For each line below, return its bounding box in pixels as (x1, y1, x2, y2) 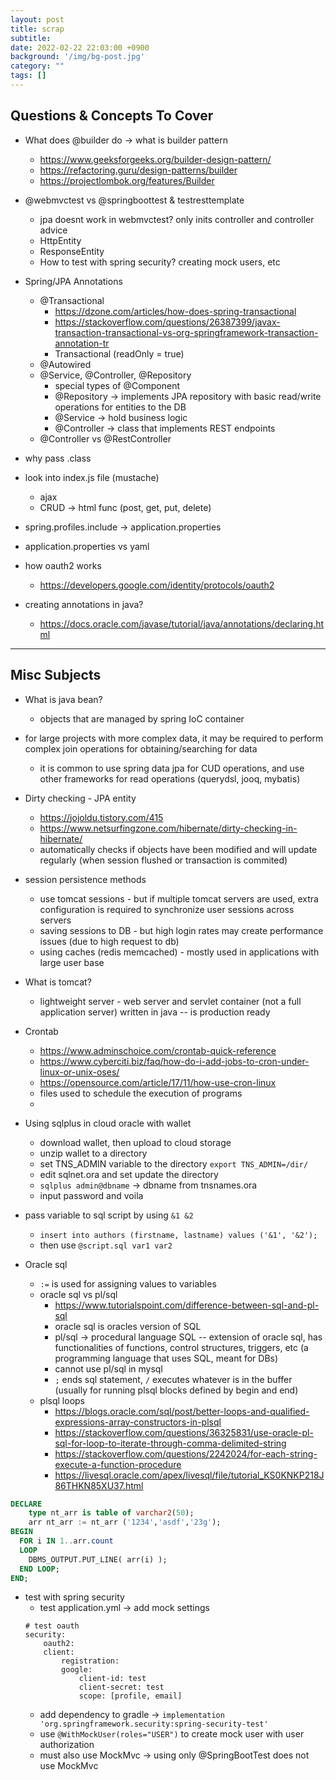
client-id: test (78, 1674, 147, 1684)
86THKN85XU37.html (54, 1479, 144, 1491)
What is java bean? (24, 693, 103, 705)
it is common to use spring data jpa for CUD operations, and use (39, 762, 305, 774)
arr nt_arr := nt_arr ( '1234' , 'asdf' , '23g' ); (28, 1517, 222, 1528)
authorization (39, 1739, 95, 1751)
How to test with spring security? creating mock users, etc (39, 256, 281, 268)
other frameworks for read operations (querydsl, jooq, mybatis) (39, 772, 301, 785)
